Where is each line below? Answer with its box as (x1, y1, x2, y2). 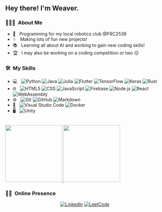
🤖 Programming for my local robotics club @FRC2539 (12, 30, 127, 37)
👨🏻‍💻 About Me (5, 19, 43, 26)
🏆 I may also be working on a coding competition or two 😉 (12, 50, 139, 56)
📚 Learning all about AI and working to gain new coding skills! (12, 42, 145, 48)
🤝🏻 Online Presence (5, 190, 56, 197)
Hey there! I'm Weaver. (5, 4, 79, 13)
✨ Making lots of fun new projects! (12, 36, 87, 42)
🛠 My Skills (5, 64, 36, 71)
